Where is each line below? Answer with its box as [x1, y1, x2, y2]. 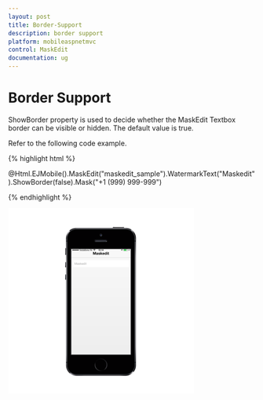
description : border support [8, 29, 104, 37]
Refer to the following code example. [8, 138, 127, 148]
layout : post [8, 13, 51, 20]
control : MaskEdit [8, 46, 68, 54]
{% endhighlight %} [8, 193, 72, 202]
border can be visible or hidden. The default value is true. [8, 123, 194, 133]
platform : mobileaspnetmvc [8, 38, 97, 46]
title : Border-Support [8, 20, 82, 29]
